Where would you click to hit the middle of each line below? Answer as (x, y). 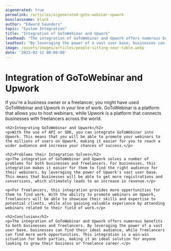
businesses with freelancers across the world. (53, 119)
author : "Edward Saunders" (34, 24)
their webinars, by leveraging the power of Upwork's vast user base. (82, 172)
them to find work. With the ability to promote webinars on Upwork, (81, 195)
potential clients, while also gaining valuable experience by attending (85, 204)
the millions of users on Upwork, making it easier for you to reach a (83, 141)
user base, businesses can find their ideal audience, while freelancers (85, 230)
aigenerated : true (25, 10)
